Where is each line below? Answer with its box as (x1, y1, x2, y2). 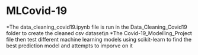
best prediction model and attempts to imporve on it (6, 42, 133, 49)
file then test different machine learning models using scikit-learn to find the (6, 36, 191, 43)
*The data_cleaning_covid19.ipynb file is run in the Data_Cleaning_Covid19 (6, 23, 188, 30)
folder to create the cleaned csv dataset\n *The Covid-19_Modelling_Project (6, 29, 193, 36)
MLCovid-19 (6, 4, 67, 18)
